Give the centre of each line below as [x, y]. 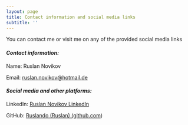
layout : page [22, 11]
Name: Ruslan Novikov [34, 66]
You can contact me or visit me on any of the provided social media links [94, 40]
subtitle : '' [22, 22]
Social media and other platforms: [49, 91]
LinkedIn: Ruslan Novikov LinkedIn [48, 104]
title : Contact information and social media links [71, 17]
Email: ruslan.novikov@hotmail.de [47, 77]
